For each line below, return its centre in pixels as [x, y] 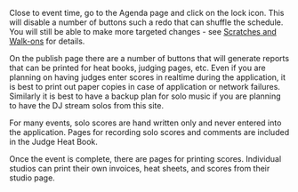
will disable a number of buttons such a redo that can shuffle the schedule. [146, 22]
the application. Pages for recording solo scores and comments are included [149, 132]
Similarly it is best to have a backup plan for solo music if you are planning [145, 96]
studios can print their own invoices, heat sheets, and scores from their [140, 168]
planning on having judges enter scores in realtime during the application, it [148, 77]
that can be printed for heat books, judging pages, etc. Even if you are [138, 68]
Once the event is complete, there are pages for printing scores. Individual [145, 159]
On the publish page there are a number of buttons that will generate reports [149, 58]
